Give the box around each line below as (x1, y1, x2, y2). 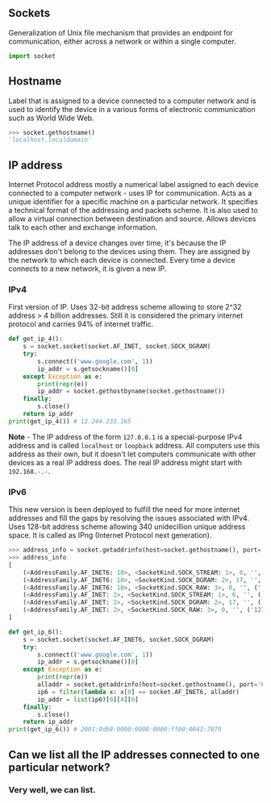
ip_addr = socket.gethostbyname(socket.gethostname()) (37, 387, 226, 396)
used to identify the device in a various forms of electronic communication (8, 104, 256, 114)
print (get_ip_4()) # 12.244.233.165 (8, 417, 131, 426)
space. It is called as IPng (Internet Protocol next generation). (8, 530, 212, 540)
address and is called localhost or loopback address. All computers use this (8, 440, 261, 450)
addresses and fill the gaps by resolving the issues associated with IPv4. (8, 514, 250, 523)
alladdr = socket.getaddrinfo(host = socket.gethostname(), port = (37, 680, 258, 689)
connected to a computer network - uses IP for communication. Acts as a (8, 189, 252, 198)
